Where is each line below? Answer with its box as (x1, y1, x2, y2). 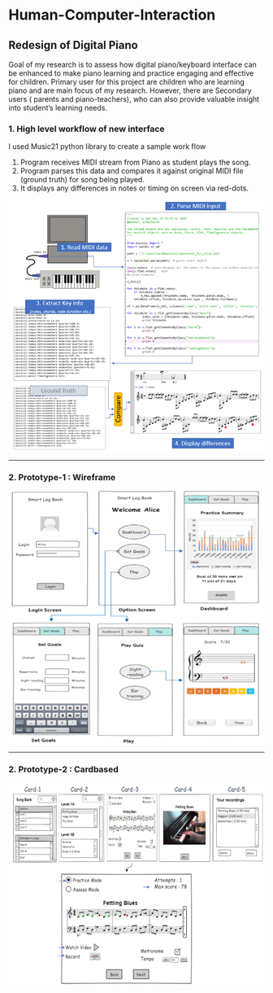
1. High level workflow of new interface (8, 123, 165, 134)
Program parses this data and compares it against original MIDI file (19, 166, 244, 176)
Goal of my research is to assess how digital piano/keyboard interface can (8, 59, 258, 69)
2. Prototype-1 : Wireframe (8, 471, 116, 483)
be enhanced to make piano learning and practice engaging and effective (8, 68, 254, 78)
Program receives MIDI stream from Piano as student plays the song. (19, 157, 251, 168)
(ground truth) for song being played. (19, 175, 145, 185)
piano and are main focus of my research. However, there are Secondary (8, 85, 252, 95)
